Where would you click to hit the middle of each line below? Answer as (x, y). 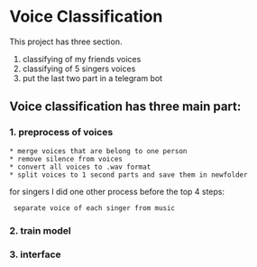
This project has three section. (66, 41)
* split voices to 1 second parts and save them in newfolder (128, 175)
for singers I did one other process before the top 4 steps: (117, 191)
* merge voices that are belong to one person (98, 151)
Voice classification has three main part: (125, 107)
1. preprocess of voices (61, 133)
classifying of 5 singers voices (79, 69)
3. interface (35, 254)
